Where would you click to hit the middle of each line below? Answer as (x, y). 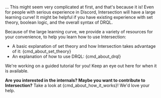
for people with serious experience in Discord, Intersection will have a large (80, 12)
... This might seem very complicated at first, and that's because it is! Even (80, 7)
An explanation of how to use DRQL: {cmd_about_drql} (66, 56)
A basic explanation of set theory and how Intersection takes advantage (84, 46)
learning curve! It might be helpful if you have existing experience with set (79, 17)
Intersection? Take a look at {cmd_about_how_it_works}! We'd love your (77, 85)
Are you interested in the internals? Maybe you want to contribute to (75, 80)
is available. (17, 71)
